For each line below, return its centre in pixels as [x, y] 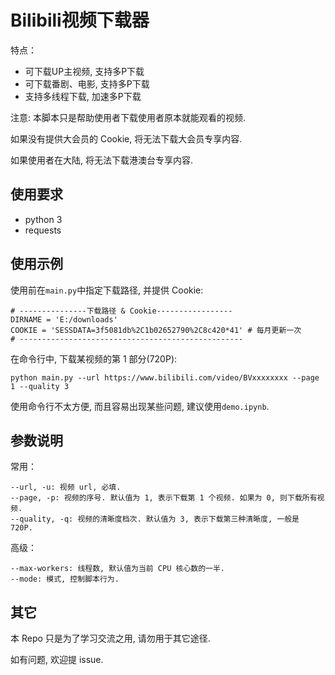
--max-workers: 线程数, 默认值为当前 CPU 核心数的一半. [118, 569]
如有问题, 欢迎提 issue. [57, 660]
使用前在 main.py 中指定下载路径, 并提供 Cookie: [107, 290]
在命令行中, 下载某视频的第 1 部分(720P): [94, 358]
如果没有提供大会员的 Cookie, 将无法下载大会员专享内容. [126, 138]
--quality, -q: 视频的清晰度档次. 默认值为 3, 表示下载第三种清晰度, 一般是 [155, 519]
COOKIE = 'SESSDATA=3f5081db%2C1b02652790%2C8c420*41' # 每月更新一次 [156, 330]
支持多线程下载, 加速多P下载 [83, 96]
